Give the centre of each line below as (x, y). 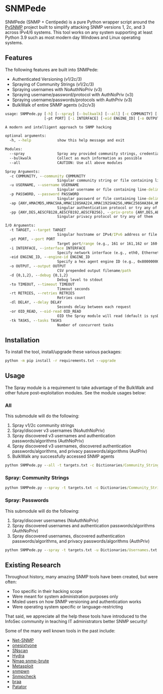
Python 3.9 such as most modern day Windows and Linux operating (73, 37)
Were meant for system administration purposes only (65, 597)
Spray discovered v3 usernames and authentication (64, 436)
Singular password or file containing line (102, 198)
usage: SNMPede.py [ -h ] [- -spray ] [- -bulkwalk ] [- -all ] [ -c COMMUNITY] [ (81, 114)
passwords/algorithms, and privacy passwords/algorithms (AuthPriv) (81, 541)
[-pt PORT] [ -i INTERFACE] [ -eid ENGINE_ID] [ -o (94, 118)
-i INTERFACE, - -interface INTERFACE (48, 248)
